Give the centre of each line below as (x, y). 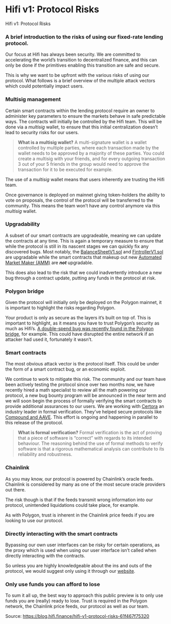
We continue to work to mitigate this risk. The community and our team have (86, 379)
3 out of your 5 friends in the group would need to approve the (83, 164)
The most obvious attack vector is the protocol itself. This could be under (82, 364)
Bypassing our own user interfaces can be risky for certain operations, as (82, 545)
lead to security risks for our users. (42, 132)
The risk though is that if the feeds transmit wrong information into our (79, 500)
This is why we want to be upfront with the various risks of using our (77, 75)
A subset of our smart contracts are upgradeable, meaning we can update (83, 235)
